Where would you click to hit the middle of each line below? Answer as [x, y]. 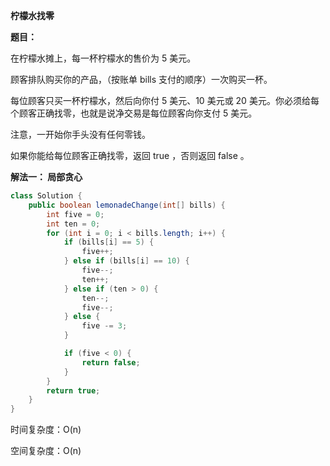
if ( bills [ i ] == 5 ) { [109, 242]
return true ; [73, 390]
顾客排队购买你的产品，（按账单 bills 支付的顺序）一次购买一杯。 [141, 79]
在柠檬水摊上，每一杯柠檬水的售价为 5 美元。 [103, 58]
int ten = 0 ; [73, 224]
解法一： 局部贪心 [46, 177]
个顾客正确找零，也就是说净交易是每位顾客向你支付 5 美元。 [134, 113]
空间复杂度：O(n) [46, 451]
